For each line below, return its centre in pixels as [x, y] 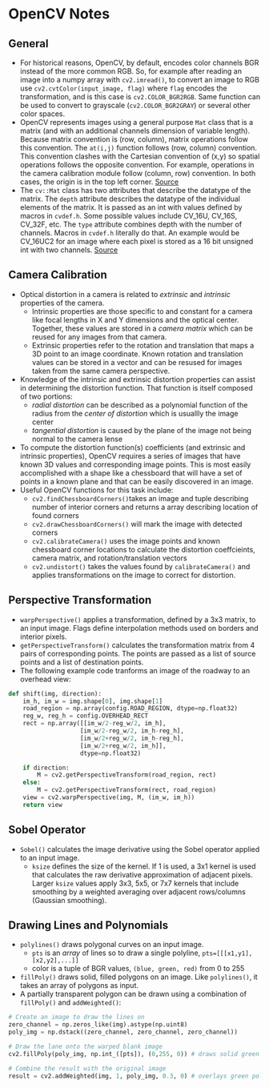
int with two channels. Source [69, 250]
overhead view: [45, 679]
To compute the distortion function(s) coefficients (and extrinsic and [132, 447]
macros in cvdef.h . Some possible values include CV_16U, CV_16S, [128, 216]
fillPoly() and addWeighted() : [70, 1002]
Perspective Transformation [80, 600]
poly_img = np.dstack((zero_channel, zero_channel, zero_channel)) [123, 1032]
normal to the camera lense [77, 439]
